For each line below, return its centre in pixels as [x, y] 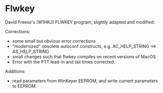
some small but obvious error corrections [54, 41]
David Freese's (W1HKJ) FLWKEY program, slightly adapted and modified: [80, 22]
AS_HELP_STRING [31, 51]
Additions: [15, 71]
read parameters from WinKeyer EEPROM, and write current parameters [85, 81]
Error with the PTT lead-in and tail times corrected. [64, 62]
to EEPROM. [24, 86]
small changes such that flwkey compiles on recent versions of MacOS [84, 56]
